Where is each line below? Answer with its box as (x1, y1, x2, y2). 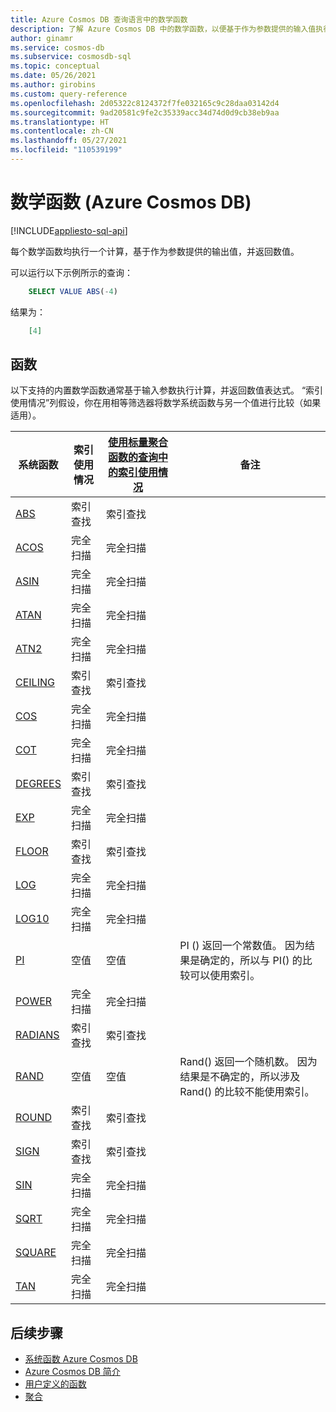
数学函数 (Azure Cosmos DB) (10, 191, 252, 214)
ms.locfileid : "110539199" (10, 145, 123, 155)
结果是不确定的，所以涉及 (179, 1070, 301, 1084)
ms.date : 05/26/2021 (10, 71, 97, 81)
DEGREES (15, 777, 62, 791)
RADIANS (15, 1028, 60, 1042)
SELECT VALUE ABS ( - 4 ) (28, 286, 118, 296)
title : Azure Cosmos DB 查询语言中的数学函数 (10, 14, 188, 25)
